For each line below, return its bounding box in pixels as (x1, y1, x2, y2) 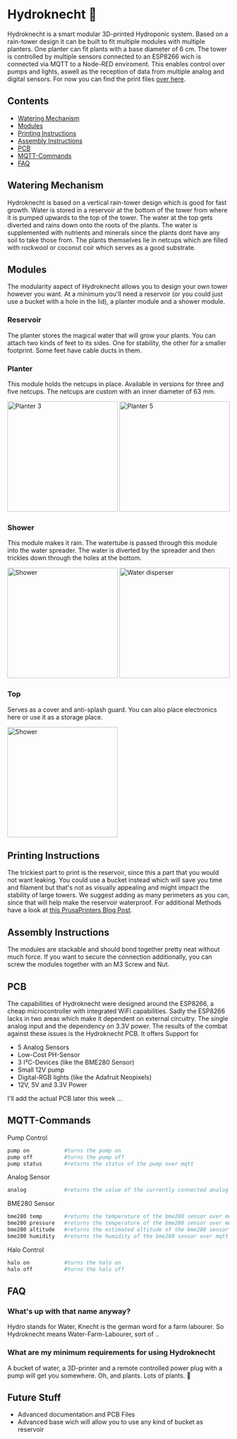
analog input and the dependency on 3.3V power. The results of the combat (7, 1022, 228, 1030)
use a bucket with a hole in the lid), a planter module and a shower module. (7, 297, 226, 306)
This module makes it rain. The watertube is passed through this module (7, 539, 217, 547)
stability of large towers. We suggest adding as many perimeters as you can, (7, 891, 230, 900)
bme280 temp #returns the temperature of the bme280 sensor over (7, 1213, 222, 1220)
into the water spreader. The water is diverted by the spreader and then (7, 547, 215, 555)
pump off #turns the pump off (7, 1154, 125, 1161)
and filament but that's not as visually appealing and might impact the (7, 883, 209, 892)
